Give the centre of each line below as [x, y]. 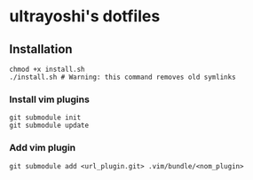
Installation [41, 49]
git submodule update [49, 126]
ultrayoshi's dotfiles [85, 16]
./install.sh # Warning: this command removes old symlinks [123, 77]
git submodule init [45, 118]
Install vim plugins [50, 99]
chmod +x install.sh [47, 69]
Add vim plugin [43, 148]
